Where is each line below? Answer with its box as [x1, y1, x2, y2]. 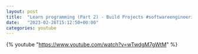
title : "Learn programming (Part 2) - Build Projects [6, 14, 144, 20]
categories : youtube [6, 25, 57, 31]
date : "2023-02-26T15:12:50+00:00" [6, 19, 99, 25]
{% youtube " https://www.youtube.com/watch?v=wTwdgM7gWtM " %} [6, 41, 178, 48]
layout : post [6, 8, 38, 15]
